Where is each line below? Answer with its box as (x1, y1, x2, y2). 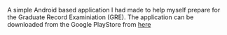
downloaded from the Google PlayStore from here (7, 21, 151, 28)
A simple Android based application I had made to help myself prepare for (7, 6, 221, 14)
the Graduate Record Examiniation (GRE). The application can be (7, 13, 194, 21)
